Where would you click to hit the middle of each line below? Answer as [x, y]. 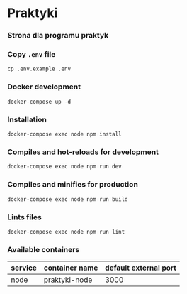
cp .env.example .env [39, 69]
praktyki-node [68, 280]
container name [71, 268]
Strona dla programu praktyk [58, 36]
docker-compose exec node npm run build [68, 199]
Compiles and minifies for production [73, 185]
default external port [141, 268]
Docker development [44, 87]
